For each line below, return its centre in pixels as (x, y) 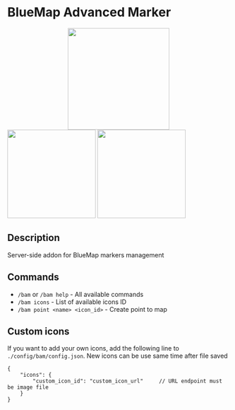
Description (34, 238)
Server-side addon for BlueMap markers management (86, 254)
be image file (28, 387)
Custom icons (38, 331)
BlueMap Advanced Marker (89, 12)
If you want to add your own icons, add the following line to (94, 348)
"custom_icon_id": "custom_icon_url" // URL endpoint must (127, 381)
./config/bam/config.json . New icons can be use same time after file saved (117, 356)
